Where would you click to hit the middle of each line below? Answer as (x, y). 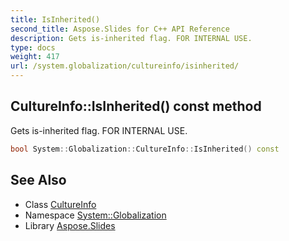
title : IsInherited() (55, 19)
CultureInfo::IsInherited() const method (136, 106)
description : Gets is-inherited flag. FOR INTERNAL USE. (131, 38)
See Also (38, 180)
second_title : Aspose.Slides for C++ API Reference (120, 29)
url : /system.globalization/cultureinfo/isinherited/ (125, 66)
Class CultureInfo (60, 204)
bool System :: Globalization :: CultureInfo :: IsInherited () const (145, 149)
